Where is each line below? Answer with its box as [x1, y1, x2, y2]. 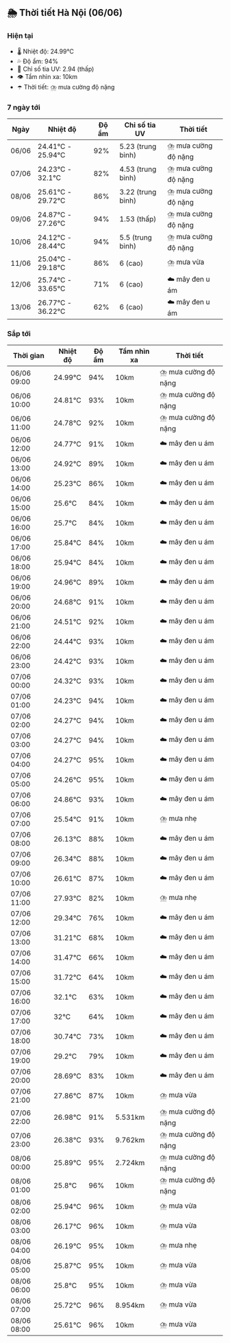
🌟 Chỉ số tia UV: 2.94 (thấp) [16, 65, 94, 73]
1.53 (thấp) [119, 214, 157, 224]
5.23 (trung [119, 142, 157, 151]
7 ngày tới [7, 102, 41, 112]
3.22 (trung [119, 188, 157, 197]
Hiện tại [7, 31, 34, 41]
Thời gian [12, 351, 44, 361]
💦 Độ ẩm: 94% [16, 57, 59, 65]
